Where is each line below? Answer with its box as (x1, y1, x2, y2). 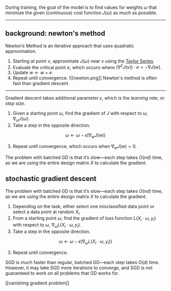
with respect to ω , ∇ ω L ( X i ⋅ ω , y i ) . (12, 222, 81, 229)
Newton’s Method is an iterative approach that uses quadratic (5, 43, 134, 49)
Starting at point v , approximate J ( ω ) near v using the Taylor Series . (12, 58, 155, 64)
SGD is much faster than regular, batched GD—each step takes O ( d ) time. (5, 259, 160, 265)
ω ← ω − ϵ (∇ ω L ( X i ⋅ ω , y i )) (59, 239, 112, 246)
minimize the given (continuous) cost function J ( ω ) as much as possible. (5, 10, 158, 16)
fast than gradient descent (12, 80, 69, 86)
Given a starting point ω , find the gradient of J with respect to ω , (12, 110, 148, 117)
